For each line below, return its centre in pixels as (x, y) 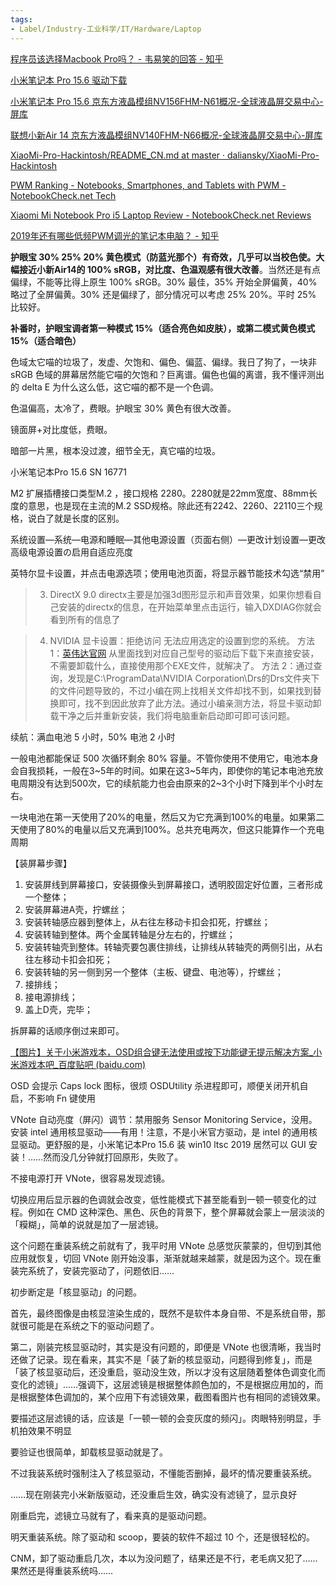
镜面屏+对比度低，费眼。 (61, 429)
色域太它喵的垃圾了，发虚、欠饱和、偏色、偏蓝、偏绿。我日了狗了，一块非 (163, 362)
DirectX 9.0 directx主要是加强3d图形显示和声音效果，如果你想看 (181, 594)
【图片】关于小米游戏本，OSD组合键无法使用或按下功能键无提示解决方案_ (162, 1052)
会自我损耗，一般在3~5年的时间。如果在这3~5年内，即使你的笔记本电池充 (162, 770)
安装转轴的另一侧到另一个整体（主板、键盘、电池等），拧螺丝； (154, 972)
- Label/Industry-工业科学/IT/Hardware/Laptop (106, 29)
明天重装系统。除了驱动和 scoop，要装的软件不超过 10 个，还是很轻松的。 (163, 1537)
